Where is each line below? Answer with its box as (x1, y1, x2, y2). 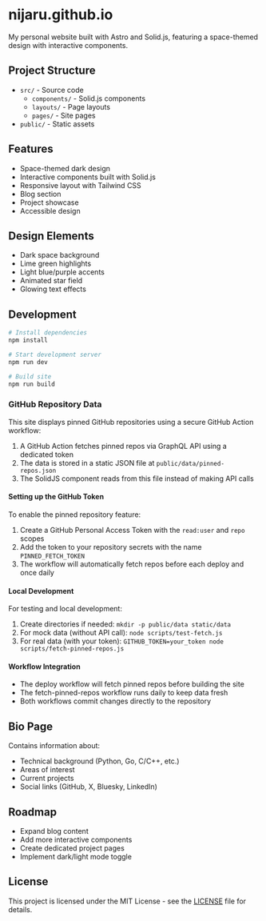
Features (8, 142, 54, 156)
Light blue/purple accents (19, 267, 105, 277)
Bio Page (8, 719, 54, 733)
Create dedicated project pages (19, 843, 125, 853)
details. (8, 904, 33, 914)
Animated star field (19, 276, 83, 286)
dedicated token (19, 450, 74, 459)
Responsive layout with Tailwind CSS (19, 180, 141, 190)
